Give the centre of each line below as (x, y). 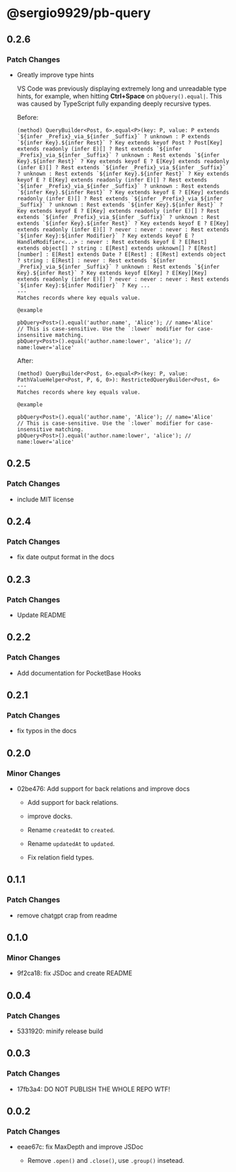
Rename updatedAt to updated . (71, 844)
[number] (30, 254)
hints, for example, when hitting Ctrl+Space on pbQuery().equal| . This (119, 96)
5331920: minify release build (60, 1031)
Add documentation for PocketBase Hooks (79, 673)
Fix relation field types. (61, 857)
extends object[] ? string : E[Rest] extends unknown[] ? (104, 248)
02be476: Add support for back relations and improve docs (103, 789)
